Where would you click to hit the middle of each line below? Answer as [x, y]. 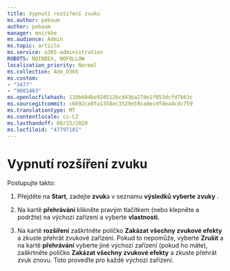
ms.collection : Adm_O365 [43, 71]
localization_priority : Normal [52, 65]
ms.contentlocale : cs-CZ [43, 116]
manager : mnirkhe [32, 33]
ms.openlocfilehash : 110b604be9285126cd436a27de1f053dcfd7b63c [100, 98]
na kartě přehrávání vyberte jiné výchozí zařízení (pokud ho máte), [113, 245]
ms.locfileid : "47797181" [44, 130]
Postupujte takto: [31, 183]
